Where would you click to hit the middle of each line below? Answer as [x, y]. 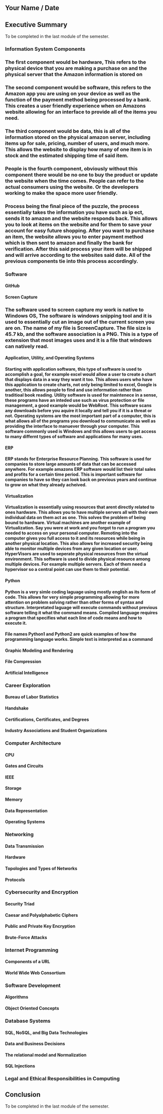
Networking [19, 835]
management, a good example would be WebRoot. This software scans [78, 405]
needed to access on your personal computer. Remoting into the [71, 533]
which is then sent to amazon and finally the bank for [69, 243]
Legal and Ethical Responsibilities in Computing [63, 1079]
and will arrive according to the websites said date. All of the [78, 255]
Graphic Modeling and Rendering [39, 650]
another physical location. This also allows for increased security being [79, 544]
